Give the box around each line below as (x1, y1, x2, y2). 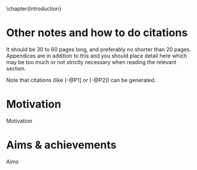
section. (6, 65, 26, 72)
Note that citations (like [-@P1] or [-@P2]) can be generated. (6, 76, 156, 83)
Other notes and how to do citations (6, 26, 188, 40)
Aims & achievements (6, 138, 117, 152)
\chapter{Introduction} (6, 5, 62, 12)
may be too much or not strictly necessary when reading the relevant (6, 58, 177, 65)
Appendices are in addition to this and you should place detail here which (6, 52, 187, 59)
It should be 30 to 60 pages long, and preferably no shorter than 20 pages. (6, 45, 192, 53)
